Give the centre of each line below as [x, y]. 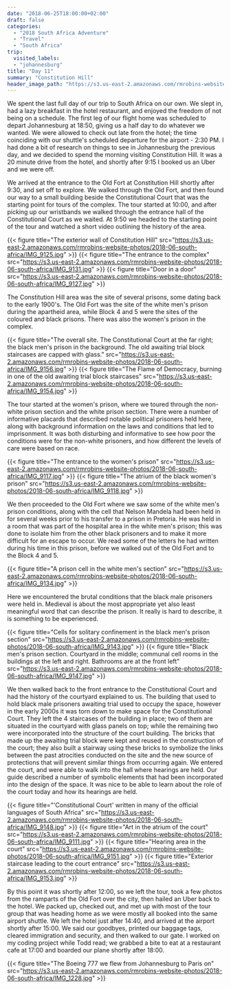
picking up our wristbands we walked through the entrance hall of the [106, 212]
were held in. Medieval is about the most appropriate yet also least [101, 604]
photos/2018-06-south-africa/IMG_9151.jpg [68, 856]
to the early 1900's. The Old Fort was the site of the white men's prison [108, 304]
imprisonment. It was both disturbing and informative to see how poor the [111, 434]
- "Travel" [29, 39]
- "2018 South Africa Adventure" [61, 33]
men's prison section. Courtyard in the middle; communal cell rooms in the [113, 654]
